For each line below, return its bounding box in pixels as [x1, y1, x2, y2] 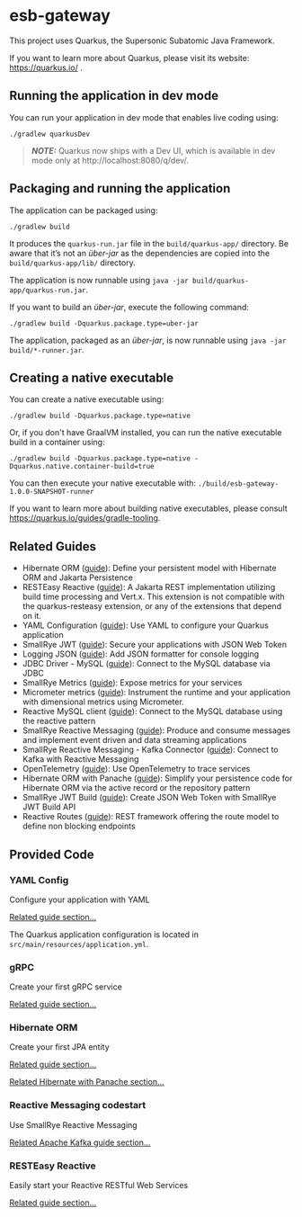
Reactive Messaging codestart [9, 1099, 147, 1112]
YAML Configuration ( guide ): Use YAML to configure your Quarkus [22, 620, 270, 631]
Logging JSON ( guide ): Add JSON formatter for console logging [22, 649, 260, 659]
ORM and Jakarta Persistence [22, 572, 133, 583]
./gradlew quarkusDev [9, 130, 91, 139]
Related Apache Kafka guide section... [9, 1137, 151, 1148]
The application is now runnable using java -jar [9, 274, 189, 285]
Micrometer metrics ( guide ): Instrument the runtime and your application [22, 687, 290, 698]
